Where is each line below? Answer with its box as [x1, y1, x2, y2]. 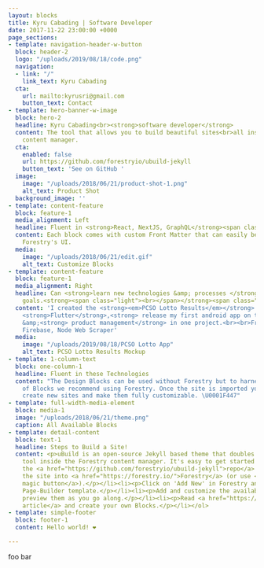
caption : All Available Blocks [15, 421, 118, 429]
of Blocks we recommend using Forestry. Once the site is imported [22, 385, 247, 393]
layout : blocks [8, 11, 58, 20]
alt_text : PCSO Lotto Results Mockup [22, 348, 146, 356]
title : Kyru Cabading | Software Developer [8, 19, 153, 27]
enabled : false [22, 150, 72, 158]
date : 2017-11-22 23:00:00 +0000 [8, 26, 118, 34]
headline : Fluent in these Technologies [15, 370, 149, 378]
